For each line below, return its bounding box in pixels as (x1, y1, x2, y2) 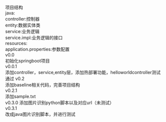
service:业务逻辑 (5, 28, 40, 34)
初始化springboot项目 (5, 58, 50, 63)
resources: (5, 40, 28, 46)
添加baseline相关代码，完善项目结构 (5, 82, 80, 87)
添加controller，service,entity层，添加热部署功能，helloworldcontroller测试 (5, 69, 161, 75)
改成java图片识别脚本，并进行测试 (5, 111, 75, 117)
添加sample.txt (5, 93, 36, 99)
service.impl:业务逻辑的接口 (5, 34, 63, 40)
